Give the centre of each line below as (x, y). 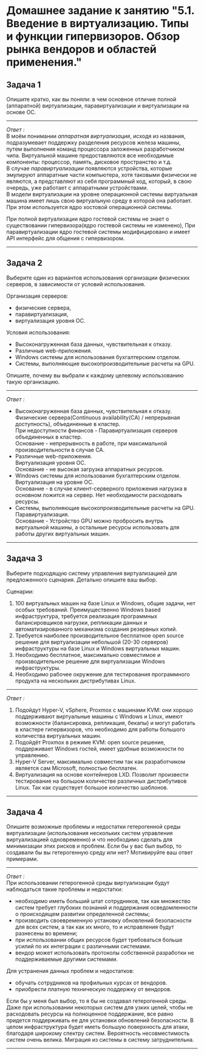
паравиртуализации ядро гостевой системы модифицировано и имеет (98, 232)
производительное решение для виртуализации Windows (90, 661)
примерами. (22, 859)
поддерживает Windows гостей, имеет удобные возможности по (100, 749)
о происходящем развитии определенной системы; (82, 914)
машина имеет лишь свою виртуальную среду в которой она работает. (99, 201)
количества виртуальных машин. (58, 735)
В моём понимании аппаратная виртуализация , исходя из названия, (96, 136)
